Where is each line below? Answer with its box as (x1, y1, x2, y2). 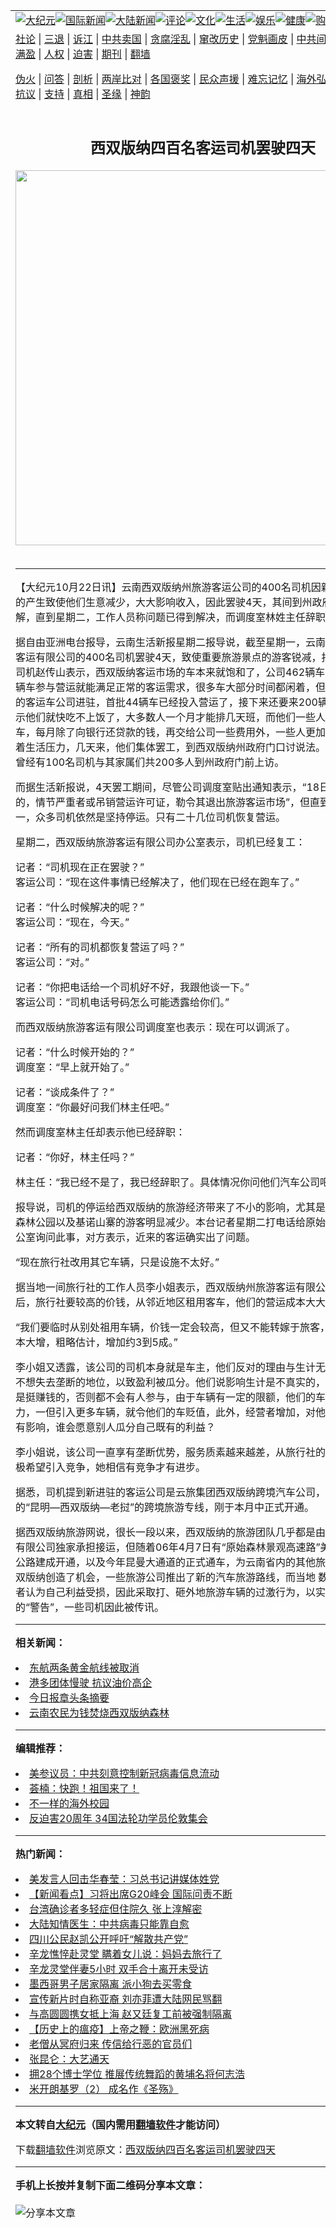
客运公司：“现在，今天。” (15, 915, 130, 929)
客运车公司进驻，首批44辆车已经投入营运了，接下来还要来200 (25, 695, 318, 709)
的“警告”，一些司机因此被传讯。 (15, 1600, 165, 1614)
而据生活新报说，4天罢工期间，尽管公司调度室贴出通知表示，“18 (15, 780, 320, 794)
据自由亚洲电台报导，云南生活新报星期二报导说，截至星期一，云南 (15, 635, 327, 649)
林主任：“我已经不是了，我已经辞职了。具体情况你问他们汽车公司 (15, 1175, 321, 1189)
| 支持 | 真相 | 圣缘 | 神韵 (38, 87, 151, 101)
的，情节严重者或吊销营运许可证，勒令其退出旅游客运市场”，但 (15, 795, 311, 809)
